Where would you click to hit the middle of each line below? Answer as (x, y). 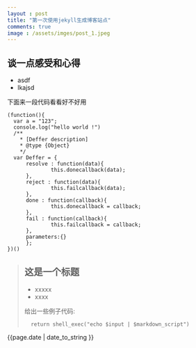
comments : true (29, 26)
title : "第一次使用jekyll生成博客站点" (59, 20)
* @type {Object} (45, 146)
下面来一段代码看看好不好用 (47, 102)
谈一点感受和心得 (44, 63)
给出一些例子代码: (49, 311)
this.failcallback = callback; (96, 225)
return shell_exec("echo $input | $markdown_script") (110, 324)
